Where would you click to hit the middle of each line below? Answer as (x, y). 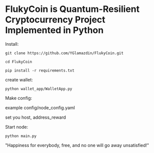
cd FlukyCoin (19, 62)
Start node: (17, 127)
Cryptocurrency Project (55, 20)
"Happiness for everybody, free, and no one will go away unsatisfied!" (77, 145)
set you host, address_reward (36, 117)
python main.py (21, 136)
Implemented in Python (54, 30)
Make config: (19, 98)
